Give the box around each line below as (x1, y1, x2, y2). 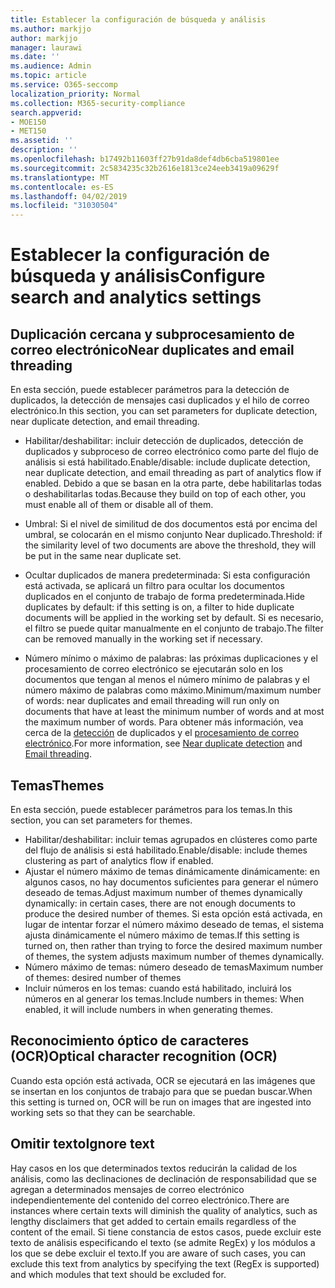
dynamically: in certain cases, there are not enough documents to (24, 897, 296, 909)
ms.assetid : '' (10, 136, 74, 146)
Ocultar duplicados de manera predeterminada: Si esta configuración (24, 569, 311, 581)
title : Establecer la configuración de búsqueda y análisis (10, 14, 267, 25)
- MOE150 (10, 117, 47, 127)
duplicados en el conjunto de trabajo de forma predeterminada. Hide (24, 591, 305, 603)
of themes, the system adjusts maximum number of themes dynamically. (24, 950, 325, 962)
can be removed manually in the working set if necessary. (24, 633, 263, 645)
